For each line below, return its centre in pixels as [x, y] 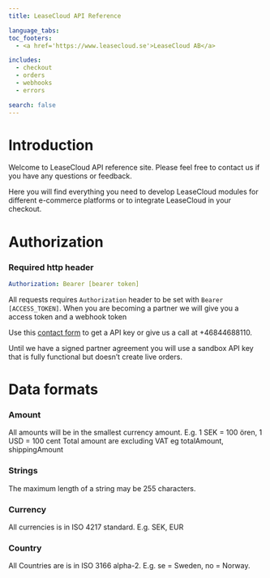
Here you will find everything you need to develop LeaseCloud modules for [133, 192]
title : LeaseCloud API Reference [65, 16]
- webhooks [34, 83]
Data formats [54, 389]
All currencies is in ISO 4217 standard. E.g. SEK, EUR [96, 527]
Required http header [51, 267]
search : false [32, 105]
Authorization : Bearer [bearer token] [74, 284]
